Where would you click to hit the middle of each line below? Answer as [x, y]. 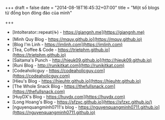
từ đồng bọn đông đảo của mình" [39, 13]
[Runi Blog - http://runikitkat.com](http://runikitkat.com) [68, 65]
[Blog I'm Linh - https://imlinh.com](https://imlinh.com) [67, 45]
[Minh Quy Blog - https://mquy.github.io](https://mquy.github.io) [77, 39]
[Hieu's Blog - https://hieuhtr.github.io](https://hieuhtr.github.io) [77, 81]
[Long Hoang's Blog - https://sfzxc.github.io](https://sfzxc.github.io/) [82, 102]
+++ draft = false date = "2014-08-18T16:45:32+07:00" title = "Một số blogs [82, 8]
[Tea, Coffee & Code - [34, 50]
